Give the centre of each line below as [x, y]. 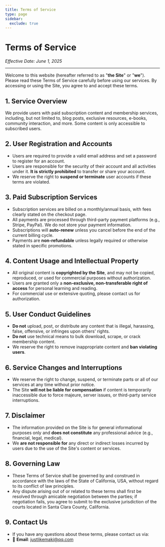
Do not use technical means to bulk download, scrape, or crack [76, 337]
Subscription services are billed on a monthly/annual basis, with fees [82, 209]
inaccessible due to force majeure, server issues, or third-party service [84, 395]
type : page [16, 14]
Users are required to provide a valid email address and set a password [84, 156]
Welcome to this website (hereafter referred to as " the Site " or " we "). [75, 75]
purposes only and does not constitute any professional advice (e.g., [82, 433]
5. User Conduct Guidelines [48, 314]
